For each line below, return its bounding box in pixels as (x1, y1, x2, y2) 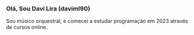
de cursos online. (6, 24, 48, 30)
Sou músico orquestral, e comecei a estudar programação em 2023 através (6, 18, 188, 25)
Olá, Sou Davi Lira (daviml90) (6, 5, 91, 13)
